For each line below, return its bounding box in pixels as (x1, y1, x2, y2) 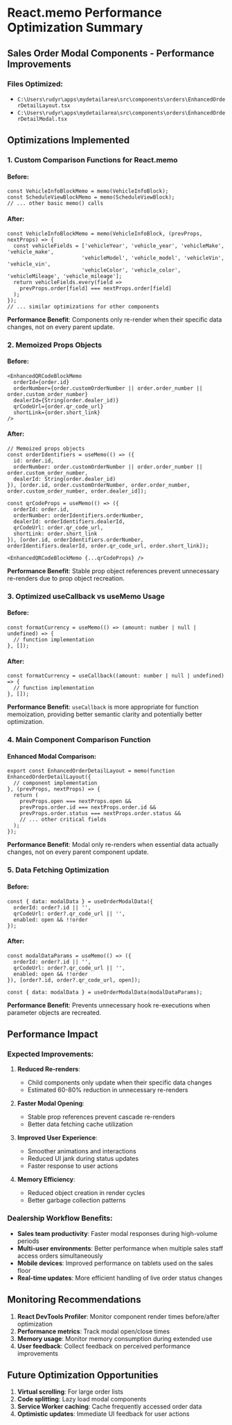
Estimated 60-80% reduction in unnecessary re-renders (27, 1086, 188, 1094)
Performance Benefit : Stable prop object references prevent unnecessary (7, 566, 220, 575)
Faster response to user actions (27, 1162, 118, 1170)
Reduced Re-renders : (17, 1065, 81, 1073)
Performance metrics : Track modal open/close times (17, 1327, 170, 1335)
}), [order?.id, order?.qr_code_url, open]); (7, 976, 141, 984)
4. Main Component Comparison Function (7, 735, 151, 745)
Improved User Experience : (17, 1134, 98, 1142)
